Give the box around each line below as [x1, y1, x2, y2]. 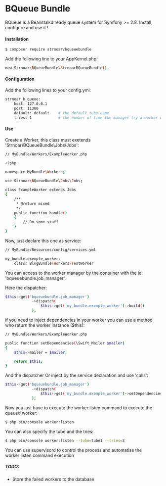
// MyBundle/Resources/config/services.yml [5, 247, 96, 252]
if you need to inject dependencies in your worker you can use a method [5, 317, 153, 323]
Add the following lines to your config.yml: [5, 87, 91, 93]
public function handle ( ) [14, 210, 68, 215]
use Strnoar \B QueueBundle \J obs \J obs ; [5, 179, 83, 184]
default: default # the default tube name [14, 110, 110, 115]
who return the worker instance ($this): [5, 322, 85, 328]
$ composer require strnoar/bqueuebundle [5, 47, 92, 52]
